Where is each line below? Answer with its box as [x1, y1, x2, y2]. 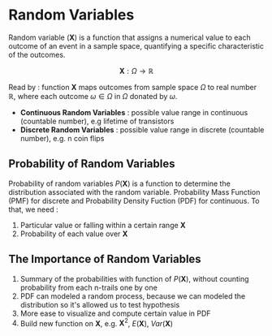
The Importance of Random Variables [8, 252, 201, 266]
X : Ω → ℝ [119, 66, 154, 75]
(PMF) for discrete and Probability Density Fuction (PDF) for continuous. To [8, 196, 260, 205]
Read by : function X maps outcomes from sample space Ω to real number [8, 82, 257, 92]
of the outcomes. [8, 50, 66, 59]
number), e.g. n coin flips [19, 133, 105, 143]
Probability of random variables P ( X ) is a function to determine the [8, 179, 231, 188]
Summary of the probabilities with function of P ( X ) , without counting [19, 274, 249, 283]
